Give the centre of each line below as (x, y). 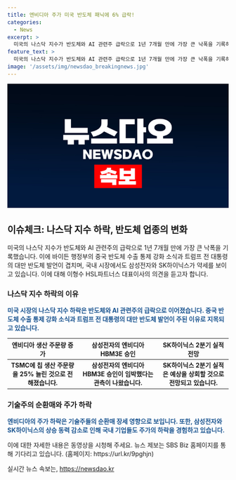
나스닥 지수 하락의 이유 (43, 293)
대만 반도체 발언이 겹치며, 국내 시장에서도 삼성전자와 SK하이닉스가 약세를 (114, 265)
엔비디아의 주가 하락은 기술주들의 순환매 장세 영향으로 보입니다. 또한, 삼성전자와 (115, 421)
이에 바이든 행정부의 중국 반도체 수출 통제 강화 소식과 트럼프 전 (124, 257)
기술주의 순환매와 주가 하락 (50, 405)
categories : (25, 22)
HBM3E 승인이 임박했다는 (118, 374)
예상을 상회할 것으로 (197, 374)
